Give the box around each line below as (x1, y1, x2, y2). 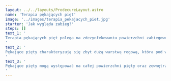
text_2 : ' (5, 45, 26, 50)
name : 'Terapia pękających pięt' (5, 12, 76, 17)
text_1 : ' (5, 31, 26, 36)
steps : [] (5, 26, 26, 31)
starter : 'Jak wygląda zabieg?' (5, 21, 74, 27)
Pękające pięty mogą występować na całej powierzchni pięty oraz (5, 63, 147, 68)
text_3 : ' (5, 59, 26, 64)
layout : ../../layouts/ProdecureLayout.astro (5, 7, 103, 13)
